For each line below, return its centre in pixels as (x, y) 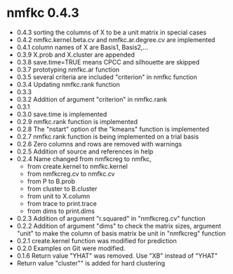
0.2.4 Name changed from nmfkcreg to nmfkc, (84, 158)
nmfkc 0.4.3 (43, 13)
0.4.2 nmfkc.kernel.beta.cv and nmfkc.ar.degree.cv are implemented (116, 39)
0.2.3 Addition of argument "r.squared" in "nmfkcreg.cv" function (111, 218)
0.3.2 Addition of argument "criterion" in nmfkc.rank (92, 99)
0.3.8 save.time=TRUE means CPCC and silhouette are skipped (108, 62)
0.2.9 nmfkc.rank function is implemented (77, 121)
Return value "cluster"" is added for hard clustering (91, 263)
